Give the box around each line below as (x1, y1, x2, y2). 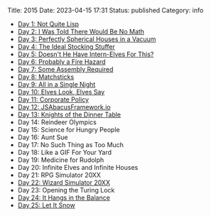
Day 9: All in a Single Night (17, 80, 96, 88)
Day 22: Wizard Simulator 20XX (17, 178, 110, 187)
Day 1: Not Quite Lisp (17, 20, 80, 28)
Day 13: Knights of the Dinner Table (17, 110, 121, 119)
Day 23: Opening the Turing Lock (17, 186, 115, 194)
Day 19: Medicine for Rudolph (17, 156, 104, 164)
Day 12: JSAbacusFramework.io (17, 103, 112, 111)
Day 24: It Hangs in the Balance (17, 193, 110, 202)
